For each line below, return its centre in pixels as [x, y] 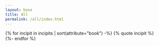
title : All [17, 14]
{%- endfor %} [21, 38]
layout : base [19, 10]
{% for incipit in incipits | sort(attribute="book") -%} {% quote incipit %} [79, 33]
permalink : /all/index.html [35, 19]
